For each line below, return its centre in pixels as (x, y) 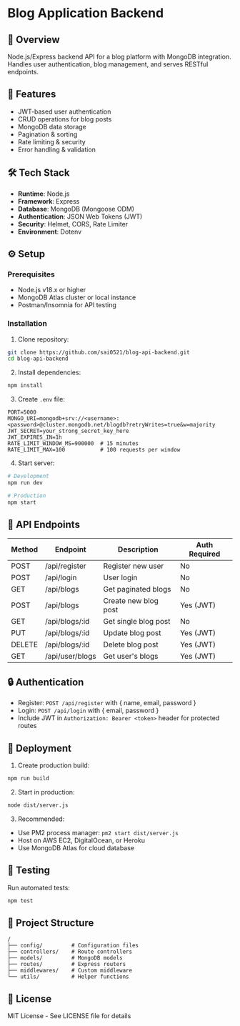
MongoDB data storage (52, 126)
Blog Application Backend (86, 13)
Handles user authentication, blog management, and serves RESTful (108, 64)
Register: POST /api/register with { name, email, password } (107, 703)
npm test (20, 901)
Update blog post (132, 632)
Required (205, 554)
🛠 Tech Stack (39, 173)
